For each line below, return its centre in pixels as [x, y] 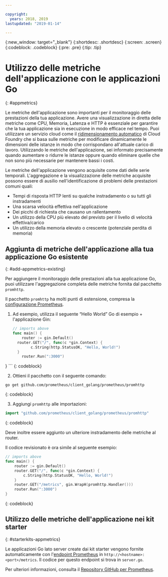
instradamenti [27, 202]
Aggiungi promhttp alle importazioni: [50, 404]
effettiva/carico [28, 223]
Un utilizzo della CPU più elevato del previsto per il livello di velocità [82, 217]
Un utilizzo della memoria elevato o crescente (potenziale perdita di [82, 228]
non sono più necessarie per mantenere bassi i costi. [60, 160]
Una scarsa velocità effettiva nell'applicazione [60, 207]
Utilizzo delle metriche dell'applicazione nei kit [80, 519]
